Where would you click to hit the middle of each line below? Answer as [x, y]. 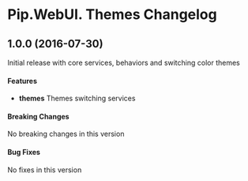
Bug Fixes [24, 152]
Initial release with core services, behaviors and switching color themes [124, 62]
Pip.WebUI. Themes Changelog [113, 15]
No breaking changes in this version [66, 134]
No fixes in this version [45, 170]
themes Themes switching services [77, 98]
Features [22, 81]
